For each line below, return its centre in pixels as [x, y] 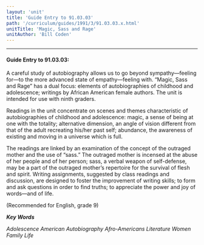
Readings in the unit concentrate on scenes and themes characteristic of [97, 111]
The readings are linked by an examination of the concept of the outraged [99, 148]
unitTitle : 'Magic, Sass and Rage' [51, 29]
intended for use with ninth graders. [51, 99]
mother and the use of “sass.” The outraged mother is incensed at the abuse [102, 155]
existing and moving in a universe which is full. [65, 137]
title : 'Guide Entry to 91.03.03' [50, 18]
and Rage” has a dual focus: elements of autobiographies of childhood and [100, 86]
